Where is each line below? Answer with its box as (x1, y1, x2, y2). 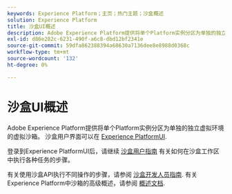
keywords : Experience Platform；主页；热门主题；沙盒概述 (7, 10, 164, 17)
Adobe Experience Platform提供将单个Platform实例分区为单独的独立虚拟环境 (7, 124, 224, 132)
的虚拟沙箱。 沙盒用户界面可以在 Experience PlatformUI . (7, 132, 167, 140)
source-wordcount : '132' (7, 55, 79, 62)
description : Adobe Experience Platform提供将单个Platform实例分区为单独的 (7, 29, 216, 37)
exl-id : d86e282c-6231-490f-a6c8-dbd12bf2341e (7, 36, 144, 43)
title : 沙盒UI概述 (7, 23, 57, 30)
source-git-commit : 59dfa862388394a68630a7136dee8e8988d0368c (7, 42, 190, 49)
